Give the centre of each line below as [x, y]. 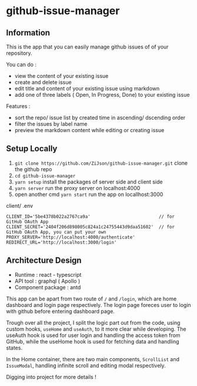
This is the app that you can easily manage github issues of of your [87, 47]
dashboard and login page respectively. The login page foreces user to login [98, 305]
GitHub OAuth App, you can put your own [56, 232]
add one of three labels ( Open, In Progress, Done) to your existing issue [102, 95]
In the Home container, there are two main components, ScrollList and [93, 359]
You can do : [21, 64]
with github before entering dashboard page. [60, 311]
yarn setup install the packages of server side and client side [89, 182]
